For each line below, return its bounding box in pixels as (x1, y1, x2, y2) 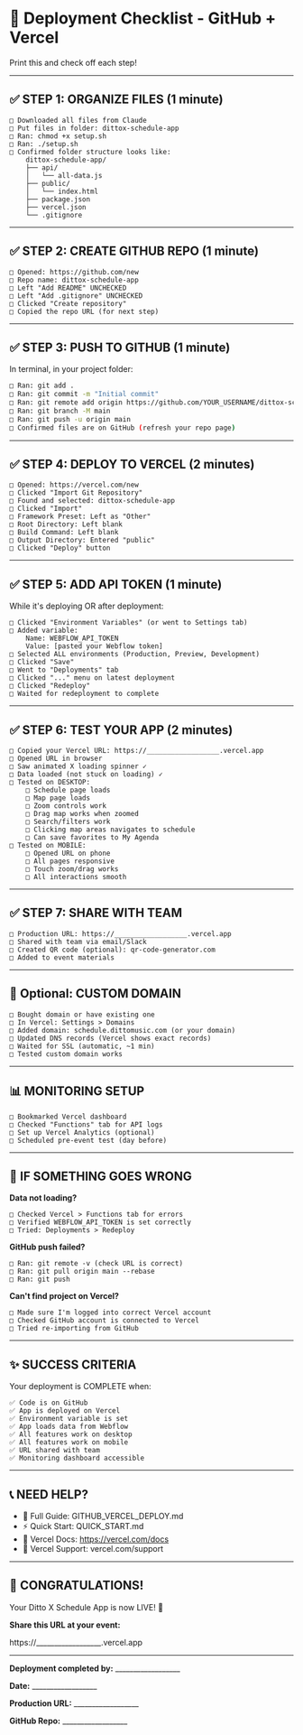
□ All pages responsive (25, 857, 115, 866)
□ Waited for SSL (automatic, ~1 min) (9, 1042, 155, 1051)
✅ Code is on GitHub (9, 1398, 88, 1407)
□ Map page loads (25, 793, 91, 803)
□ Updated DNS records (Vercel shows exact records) (9, 1034, 212, 1043)
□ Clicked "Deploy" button (9, 543, 111, 553)
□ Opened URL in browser (9, 754, 103, 764)
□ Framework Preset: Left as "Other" (9, 512, 151, 522)
